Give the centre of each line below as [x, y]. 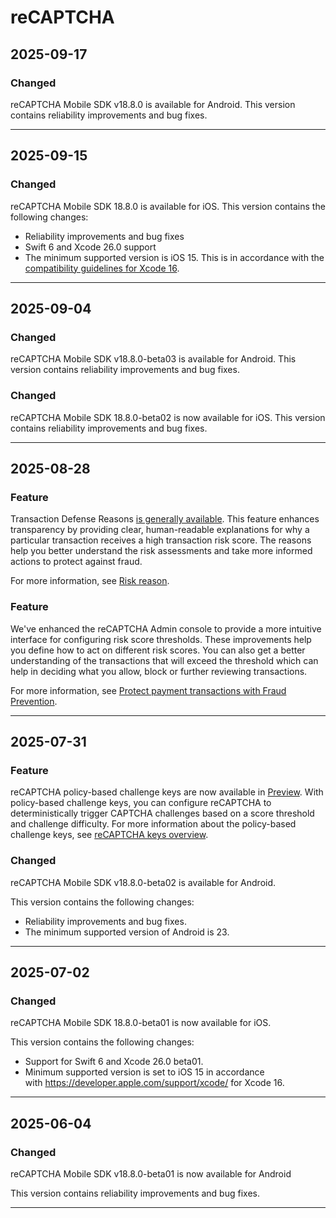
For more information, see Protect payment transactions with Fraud [148, 690]
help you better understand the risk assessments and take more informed [161, 551]
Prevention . [34, 701]
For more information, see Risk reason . [90, 581]
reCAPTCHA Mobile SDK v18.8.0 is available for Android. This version [153, 104]
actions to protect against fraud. [76, 562]
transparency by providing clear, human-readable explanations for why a [160, 530]
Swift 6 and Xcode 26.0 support [90, 247]
